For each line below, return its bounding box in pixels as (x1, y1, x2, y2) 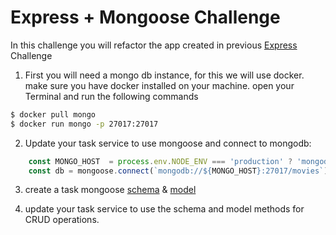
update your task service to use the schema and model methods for (24, 203, 305, 215)
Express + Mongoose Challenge (10, 6, 281, 29)
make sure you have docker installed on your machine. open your (24, 79, 295, 91)
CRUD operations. (24, 214, 100, 226)
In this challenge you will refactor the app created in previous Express (10, 39, 298, 51)
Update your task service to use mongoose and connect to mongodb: (24, 137, 312, 149)
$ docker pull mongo (10, 109, 97, 120)
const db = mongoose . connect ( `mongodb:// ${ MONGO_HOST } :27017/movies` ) (28, 166, 329, 176)
